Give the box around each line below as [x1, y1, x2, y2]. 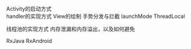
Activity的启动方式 [6, 5, 52, 12]
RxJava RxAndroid [6, 38, 53, 44]
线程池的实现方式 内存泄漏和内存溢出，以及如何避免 [6, 26, 135, 32]
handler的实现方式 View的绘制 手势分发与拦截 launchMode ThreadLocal [6, 13, 186, 20]
